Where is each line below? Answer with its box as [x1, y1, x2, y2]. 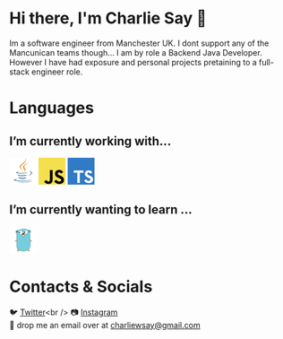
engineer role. [30, 66, 83, 77]
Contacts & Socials [9, 276, 153, 297]
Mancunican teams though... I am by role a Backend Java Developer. [9, 47, 262, 57]
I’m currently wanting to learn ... [9, 202, 193, 218]
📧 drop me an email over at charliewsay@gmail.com [9, 319, 201, 330]
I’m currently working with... [9, 134, 172, 149]
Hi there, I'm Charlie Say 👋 [9, 8, 208, 29]
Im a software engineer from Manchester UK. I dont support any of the [9, 38, 270, 48]
